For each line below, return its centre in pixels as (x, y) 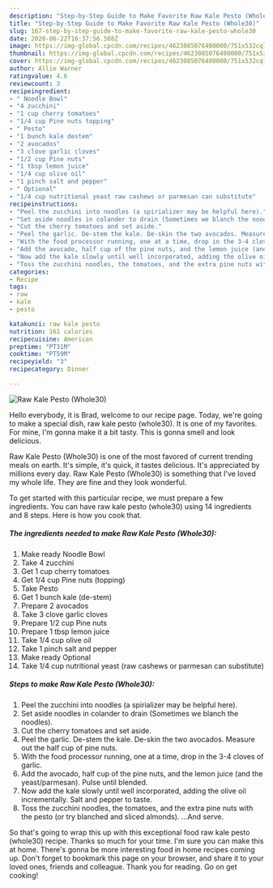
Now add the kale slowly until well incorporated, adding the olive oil (133, 791)
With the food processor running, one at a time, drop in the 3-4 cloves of (142, 756)
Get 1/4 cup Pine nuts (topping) (73, 580)
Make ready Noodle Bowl (63, 554)
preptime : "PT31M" (40, 346)
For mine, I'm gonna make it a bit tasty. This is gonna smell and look (122, 432)
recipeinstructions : (44, 204)
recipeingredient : (40, 91)
